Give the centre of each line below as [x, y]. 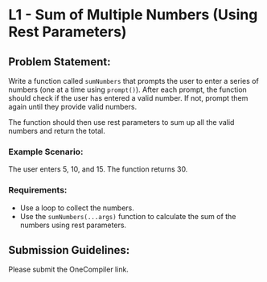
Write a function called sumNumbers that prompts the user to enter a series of [133, 81]
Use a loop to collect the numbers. [77, 208]
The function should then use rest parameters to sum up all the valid [121, 122]
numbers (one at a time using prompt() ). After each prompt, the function [127, 89]
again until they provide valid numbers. [73, 107]
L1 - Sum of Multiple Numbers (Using [133, 15]
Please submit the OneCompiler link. [68, 270]
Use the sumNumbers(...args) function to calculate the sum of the [128, 216]
